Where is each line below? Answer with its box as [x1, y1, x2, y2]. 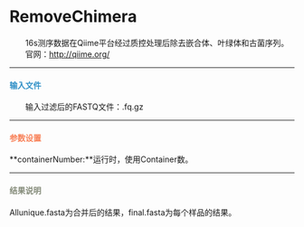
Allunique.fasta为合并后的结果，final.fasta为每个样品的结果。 [9, 206, 237, 218]
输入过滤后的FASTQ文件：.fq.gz [24, 101, 144, 112]
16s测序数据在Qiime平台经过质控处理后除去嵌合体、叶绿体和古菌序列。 [24, 37, 290, 48]
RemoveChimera [9, 6, 138, 27]
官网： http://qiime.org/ [24, 48, 110, 60]
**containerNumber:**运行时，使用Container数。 [9, 154, 194, 165]
